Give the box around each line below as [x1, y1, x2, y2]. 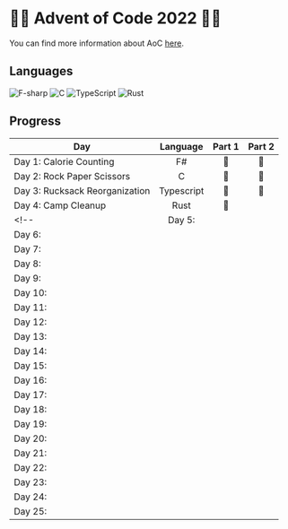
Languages [9, 64, 74, 79]
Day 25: [13, 505, 48, 517]
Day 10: [13, 286, 48, 299]
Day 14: [13, 344, 48, 357]
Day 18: [13, 403, 48, 415]
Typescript [158, 184, 205, 196]
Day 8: [13, 257, 42, 270]
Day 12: [13, 316, 48, 328]
